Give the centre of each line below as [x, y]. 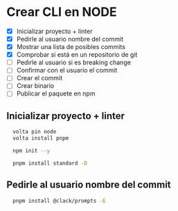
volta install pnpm [41, 138]
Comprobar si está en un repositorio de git [77, 55]
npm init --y [32, 151]
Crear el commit [39, 78]
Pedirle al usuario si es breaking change [73, 62]
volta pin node [35, 132]
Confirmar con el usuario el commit [67, 71]
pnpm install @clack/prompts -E [60, 201]
